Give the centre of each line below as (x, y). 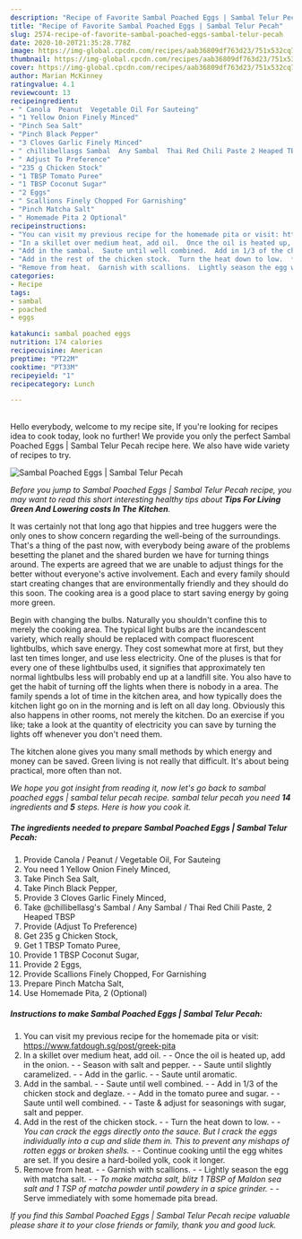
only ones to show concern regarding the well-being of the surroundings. (146, 536)
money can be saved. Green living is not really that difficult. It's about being (150, 761)
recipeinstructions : (49, 226)
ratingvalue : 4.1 (43, 84)
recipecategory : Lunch (52, 384)
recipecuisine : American (56, 351)
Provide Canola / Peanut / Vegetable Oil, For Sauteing (122, 860)
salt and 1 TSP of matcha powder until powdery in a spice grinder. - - (151, 1189)
